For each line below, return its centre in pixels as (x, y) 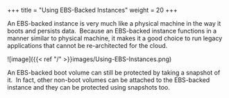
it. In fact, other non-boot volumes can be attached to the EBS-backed (109, 80)
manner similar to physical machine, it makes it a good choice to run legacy (115, 38)
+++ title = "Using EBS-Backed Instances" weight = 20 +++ (93, 10)
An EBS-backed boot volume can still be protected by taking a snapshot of (114, 73)
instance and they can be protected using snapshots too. (88, 87)
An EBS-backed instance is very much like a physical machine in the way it (114, 23)
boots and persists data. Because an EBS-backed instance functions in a (112, 31)
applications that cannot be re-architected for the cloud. (87, 46)
